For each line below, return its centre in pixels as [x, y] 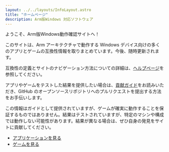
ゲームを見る [26, 144]
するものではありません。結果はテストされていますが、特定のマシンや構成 [87, 115]
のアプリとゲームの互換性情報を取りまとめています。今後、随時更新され [80, 51]
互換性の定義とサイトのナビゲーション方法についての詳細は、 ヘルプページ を [85, 68]
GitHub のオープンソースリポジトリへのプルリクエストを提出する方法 [90, 92]
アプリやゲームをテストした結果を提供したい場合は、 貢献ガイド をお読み [80, 85]
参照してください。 [25, 74]
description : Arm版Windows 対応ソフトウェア [49, 19]
